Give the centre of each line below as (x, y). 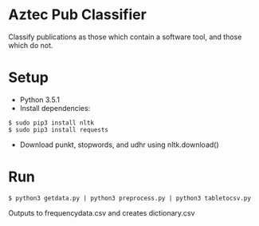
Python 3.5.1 (39, 99)
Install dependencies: (55, 108)
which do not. (31, 45)
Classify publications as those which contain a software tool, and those (125, 37)
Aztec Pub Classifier (78, 15)
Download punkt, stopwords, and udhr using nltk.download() (119, 145)
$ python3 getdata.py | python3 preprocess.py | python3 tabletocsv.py (129, 198)
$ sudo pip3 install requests (59, 129)
